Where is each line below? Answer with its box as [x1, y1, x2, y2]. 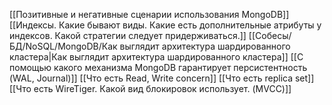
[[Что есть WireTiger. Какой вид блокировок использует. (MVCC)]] [9, 83, 292, 94]
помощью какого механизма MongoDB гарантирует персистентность [9, 62, 308, 73]
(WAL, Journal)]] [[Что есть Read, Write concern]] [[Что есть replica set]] [9, 72, 315, 84]
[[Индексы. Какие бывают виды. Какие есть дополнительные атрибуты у [9, 19, 322, 31]
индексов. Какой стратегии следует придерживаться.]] [9, 30, 247, 41]
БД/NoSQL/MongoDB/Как [9, 40, 118, 52]
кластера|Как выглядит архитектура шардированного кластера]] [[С [9, 51, 304, 63]
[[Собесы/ [248, 30, 292, 41]
